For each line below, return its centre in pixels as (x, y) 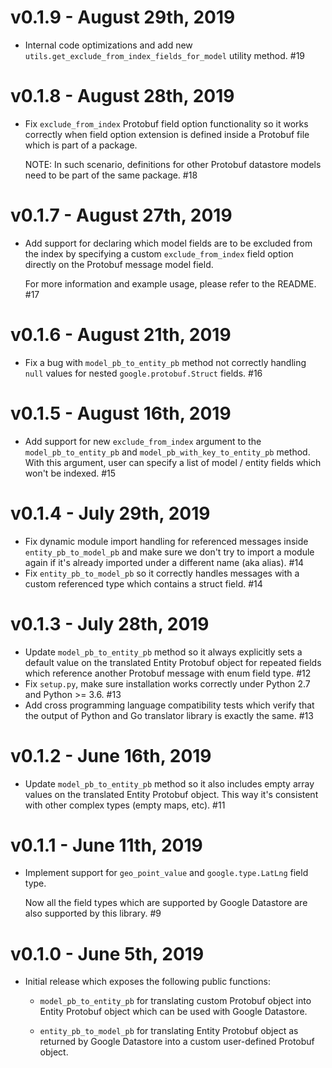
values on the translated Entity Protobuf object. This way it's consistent (171, 794)
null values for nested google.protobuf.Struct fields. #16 (143, 373)
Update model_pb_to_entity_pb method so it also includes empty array (169, 783)
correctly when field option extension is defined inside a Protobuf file (167, 134)
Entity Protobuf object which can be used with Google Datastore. (173, 1012)
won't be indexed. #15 (70, 473)
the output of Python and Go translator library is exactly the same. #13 (169, 715)
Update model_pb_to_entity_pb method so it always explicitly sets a (163, 652)
